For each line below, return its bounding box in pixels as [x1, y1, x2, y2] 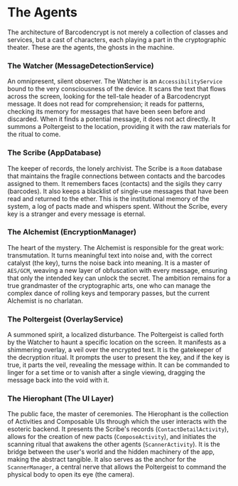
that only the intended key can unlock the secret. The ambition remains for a [7, 274, 231, 282]
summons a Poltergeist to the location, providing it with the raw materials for [7, 123, 231, 131]
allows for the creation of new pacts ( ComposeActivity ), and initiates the [7, 433, 217, 441]
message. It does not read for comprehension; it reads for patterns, [7, 100, 205, 108]
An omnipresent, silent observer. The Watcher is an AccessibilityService [7, 77, 223, 86]
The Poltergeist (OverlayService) [7, 314, 124, 324]
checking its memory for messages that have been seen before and [7, 108, 205, 116]
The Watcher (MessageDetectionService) [7, 61, 154, 71]
